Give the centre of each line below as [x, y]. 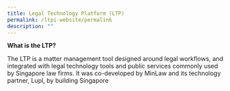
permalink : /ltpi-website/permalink [60, 20]
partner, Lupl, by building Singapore [58, 81]
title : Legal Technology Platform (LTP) [66, 13]
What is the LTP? [32, 46]
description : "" [30, 26]
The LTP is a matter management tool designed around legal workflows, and [115, 59]
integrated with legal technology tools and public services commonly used [113, 66]
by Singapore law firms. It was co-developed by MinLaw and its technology [114, 73]
